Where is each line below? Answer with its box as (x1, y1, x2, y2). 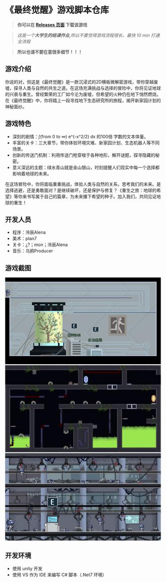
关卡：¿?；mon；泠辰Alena (12, 242, 68, 248)
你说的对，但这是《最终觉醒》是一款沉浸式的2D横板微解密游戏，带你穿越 (5, 79, 154, 84)
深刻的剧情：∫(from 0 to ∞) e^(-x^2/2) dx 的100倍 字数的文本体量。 (12, 133, 149, 139)
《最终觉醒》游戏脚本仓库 (5, 4, 110, 16)
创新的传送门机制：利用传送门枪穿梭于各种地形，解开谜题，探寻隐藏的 (12, 152, 156, 158)
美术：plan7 (12, 236, 37, 242)
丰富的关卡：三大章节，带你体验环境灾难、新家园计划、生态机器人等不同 (12, 139, 160, 146)
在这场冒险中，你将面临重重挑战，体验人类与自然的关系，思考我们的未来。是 (5, 181, 161, 187)
